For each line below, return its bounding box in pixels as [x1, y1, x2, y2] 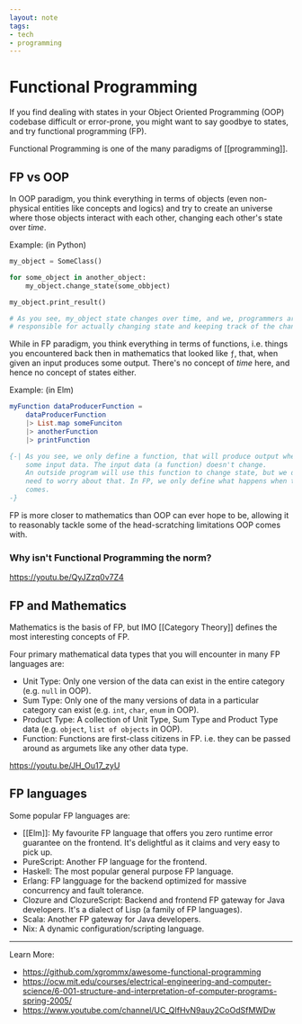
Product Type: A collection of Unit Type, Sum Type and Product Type [22, 714, 279, 724]
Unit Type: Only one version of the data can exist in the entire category [22, 676, 285, 687]
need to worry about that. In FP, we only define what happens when [25, 477, 288, 486]
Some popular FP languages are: [9, 810, 130, 821]
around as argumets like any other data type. [22, 742, 189, 753]
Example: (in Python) [9, 239, 87, 250]
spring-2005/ [22, 995, 72, 1006]
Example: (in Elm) [9, 384, 75, 396]
